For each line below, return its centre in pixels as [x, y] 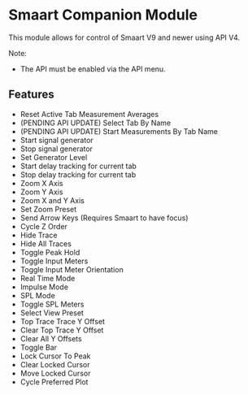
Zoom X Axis [41, 183]
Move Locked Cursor [55, 373]
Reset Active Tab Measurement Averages [89, 114]
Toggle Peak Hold [50, 252]
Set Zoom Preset [48, 209]
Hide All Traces [46, 243]
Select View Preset [52, 313]
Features [31, 95]
